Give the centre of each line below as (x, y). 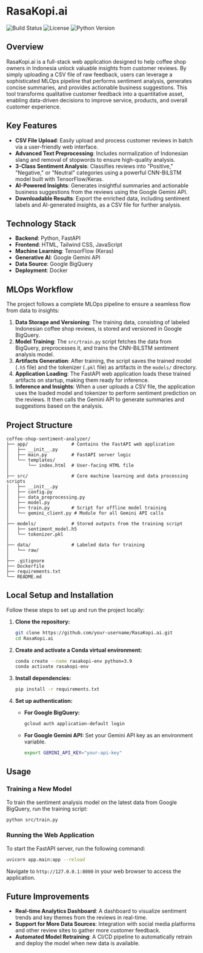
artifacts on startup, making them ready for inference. (82, 380)
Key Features (32, 126)
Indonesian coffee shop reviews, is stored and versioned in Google (98, 329)
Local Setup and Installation (60, 595)
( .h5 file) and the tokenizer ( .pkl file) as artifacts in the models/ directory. (106, 367)
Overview (25, 47)
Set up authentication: (44, 701)
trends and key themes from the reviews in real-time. (81, 918)
